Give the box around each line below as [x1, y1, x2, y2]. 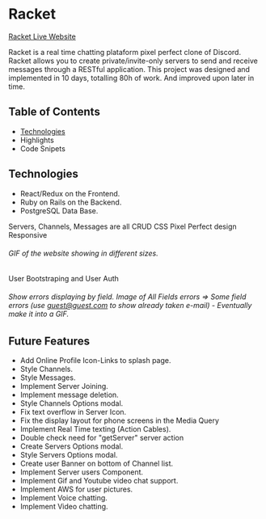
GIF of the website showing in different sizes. [8, 248, 159, 259]
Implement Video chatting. [19, 502, 108, 512]
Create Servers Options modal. [19, 441, 124, 451]
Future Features [8, 334, 91, 348]
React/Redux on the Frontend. [19, 188, 120, 198]
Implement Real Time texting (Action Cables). [19, 424, 171, 434]
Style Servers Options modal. [19, 450, 118, 460]
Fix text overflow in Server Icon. [19, 407, 127, 417]
